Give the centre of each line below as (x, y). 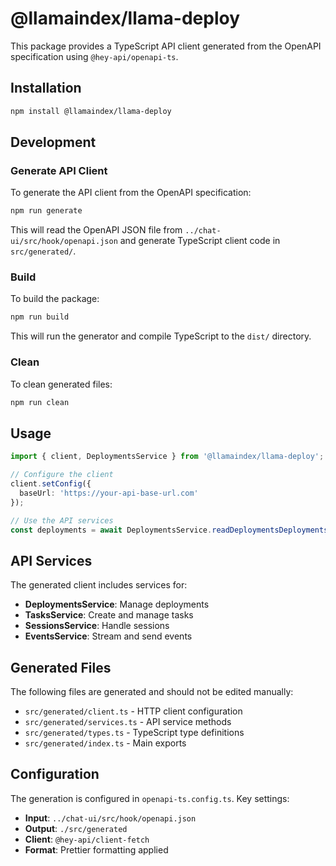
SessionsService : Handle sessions (97, 626)
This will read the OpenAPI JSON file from (96, 230)
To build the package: (55, 299)
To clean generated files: (61, 384)
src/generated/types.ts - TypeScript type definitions (134, 733)
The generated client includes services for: (99, 585)
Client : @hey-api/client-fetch (87, 839)
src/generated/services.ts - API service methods (128, 722)
